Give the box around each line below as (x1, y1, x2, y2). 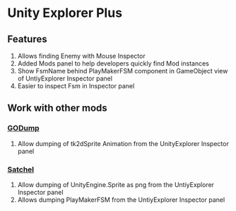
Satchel (7, 164, 35, 174)
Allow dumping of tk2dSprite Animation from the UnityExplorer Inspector (17, 139, 230, 147)
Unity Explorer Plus (7, 5, 122, 21)
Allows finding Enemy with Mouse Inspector (17, 52, 146, 60)
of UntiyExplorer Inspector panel (17, 74, 113, 83)
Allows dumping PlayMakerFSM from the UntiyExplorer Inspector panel (17, 195, 225, 204)
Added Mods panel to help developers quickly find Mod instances (17, 59, 210, 68)
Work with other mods (7, 102, 107, 114)
